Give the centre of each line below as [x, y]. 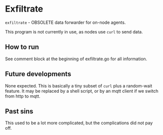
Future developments [38, 74]
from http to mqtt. [23, 96]
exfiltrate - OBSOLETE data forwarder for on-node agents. [65, 22]
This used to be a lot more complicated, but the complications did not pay [79, 123]
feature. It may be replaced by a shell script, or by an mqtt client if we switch [82, 91]
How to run [22, 47]
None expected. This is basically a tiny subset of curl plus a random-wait [79, 85]
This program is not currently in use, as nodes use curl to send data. [74, 32]
